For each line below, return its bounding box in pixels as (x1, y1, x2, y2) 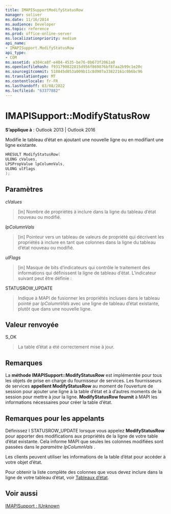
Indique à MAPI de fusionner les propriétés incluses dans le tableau (17, 295, 160, 301)
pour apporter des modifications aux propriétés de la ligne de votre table (5, 433, 158, 439)
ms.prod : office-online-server (5, 31, 72, 36)
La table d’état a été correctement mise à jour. (17, 344, 115, 350)
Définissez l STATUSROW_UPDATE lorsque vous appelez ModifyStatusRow (5, 428, 165, 434)
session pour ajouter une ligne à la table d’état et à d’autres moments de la (5, 389, 162, 395)
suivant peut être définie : (17, 275, 72, 281)
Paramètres (5, 185, 43, 194)
